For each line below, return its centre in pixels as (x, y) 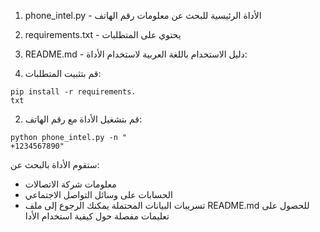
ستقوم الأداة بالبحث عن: (55, 164)
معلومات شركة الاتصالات (70, 184)
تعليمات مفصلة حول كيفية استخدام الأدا (97, 216)
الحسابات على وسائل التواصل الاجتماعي (98, 194)
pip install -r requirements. (73, 92)
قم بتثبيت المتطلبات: (63, 73)
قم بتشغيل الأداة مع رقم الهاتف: (83, 119)
